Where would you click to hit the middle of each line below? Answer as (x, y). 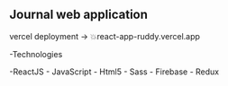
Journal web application (79, 15)
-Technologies (36, 54)
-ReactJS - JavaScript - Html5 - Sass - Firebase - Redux (114, 72)
